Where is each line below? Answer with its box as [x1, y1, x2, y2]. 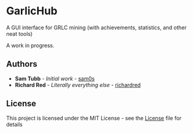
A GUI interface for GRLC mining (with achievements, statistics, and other [6, 24, 187, 31]
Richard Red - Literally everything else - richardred [14, 81, 141, 88]
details [6, 120, 23, 128]
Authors [6, 59, 38, 69]
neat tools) [6, 30, 33, 37]
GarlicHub [6, 4, 58, 18]
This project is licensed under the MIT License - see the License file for [6, 115, 182, 122]
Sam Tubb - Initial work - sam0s [14, 75, 95, 82]
